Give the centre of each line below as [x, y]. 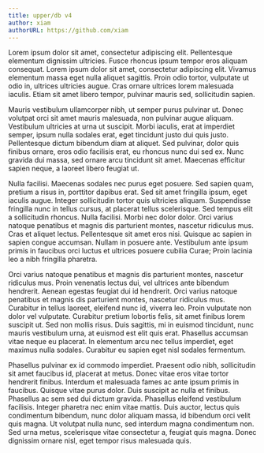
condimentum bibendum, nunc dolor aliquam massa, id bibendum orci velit [129, 416]
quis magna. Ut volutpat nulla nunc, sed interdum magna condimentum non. [131, 424]
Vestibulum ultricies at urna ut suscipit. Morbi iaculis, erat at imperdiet [121, 126]
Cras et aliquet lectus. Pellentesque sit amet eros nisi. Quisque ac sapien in [130, 234]
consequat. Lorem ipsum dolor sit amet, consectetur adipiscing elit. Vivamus [132, 69]
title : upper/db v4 [40, 15]
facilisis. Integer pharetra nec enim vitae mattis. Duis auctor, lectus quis [124, 407]
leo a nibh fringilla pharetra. [53, 259]
